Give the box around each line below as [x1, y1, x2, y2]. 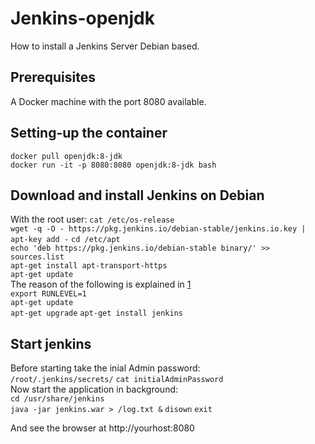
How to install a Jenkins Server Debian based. [10, 40, 200, 52]
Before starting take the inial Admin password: [10, 362, 201, 374]
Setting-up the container [10, 125, 168, 142]
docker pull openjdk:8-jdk [10, 151, 123, 161]
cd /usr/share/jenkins [10, 394, 105, 404]
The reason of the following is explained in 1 [10, 278, 192, 291]
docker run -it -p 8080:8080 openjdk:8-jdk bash [10, 160, 217, 170]
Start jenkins [10, 335, 92, 352]
